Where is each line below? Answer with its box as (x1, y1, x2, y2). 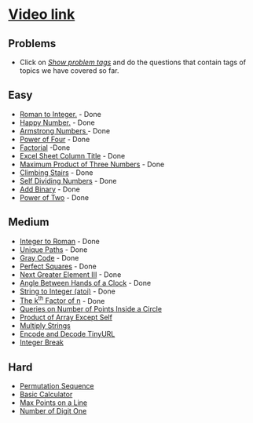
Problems (8, 37, 57, 50)
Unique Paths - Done (19, 245, 88, 254)
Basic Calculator (19, 390, 73, 399)
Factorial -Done (19, 143, 71, 152)
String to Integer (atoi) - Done (19, 286, 115, 296)
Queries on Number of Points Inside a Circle (19, 304, 163, 314)
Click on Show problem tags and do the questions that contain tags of (19, 57, 246, 67)
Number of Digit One (19, 407, 87, 416)
